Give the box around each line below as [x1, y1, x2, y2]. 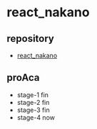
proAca [6, 72, 40, 84]
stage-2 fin [16, 98, 50, 106]
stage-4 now [16, 113, 55, 121]
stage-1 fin [16, 90, 49, 99]
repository [6, 33, 55, 45]
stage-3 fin [16, 106, 51, 114]
